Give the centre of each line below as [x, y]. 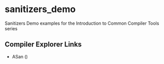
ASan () [20, 56]
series [11, 28]
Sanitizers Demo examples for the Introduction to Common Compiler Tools [82, 23]
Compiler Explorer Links [43, 45]
